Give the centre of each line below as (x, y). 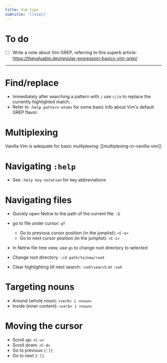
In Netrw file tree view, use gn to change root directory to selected (80, 248)
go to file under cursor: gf (39, 223)
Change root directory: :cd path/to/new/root (58, 257)
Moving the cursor (44, 326)
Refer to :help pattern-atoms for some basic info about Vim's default (83, 107)
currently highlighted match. (41, 102)
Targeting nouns (40, 287)
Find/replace (32, 83)
